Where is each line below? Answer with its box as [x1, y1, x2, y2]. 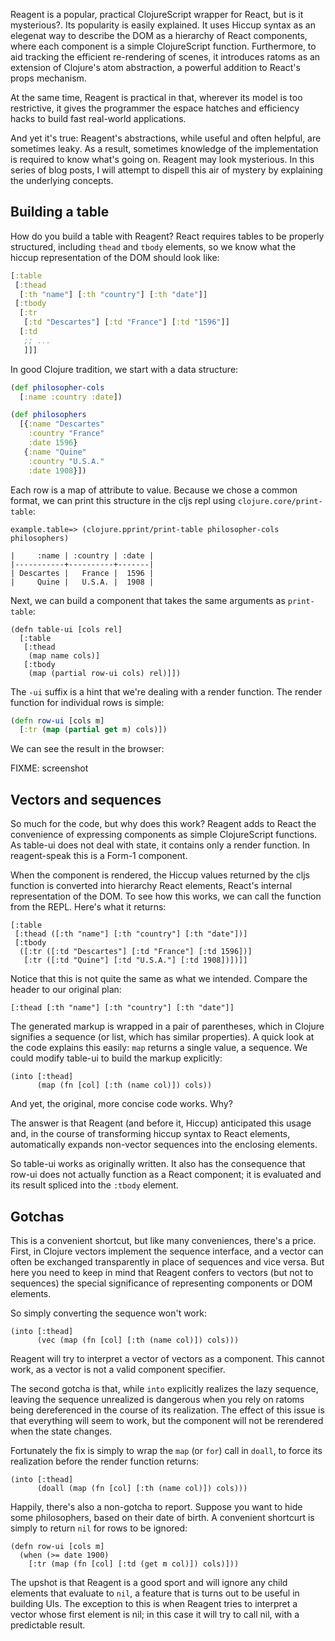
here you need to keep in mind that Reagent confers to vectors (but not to [10, 1266, 314, 1278]
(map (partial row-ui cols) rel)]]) [28, 668, 182, 678]
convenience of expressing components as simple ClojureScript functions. [10, 829, 318, 841]
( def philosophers [10, 410, 87, 420]
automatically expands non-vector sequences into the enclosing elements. [10, 1139, 318, 1151]
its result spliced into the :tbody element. [10, 1179, 179, 1191]
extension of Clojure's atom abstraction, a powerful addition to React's [10, 62, 301, 73]
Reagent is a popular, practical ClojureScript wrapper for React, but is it [10, 9, 304, 20]
